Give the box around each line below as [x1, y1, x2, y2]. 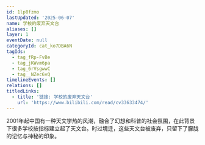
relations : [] [6, 83, 43, 89]
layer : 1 [6, 32, 29, 38]
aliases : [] [6, 26, 37, 32]
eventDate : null [6, 37, 48, 43]
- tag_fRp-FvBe [12, 54, 51, 60]
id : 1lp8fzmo [6, 9, 40, 15]
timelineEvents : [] [6, 77, 56, 83]
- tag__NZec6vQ [12, 71, 51, 77]
